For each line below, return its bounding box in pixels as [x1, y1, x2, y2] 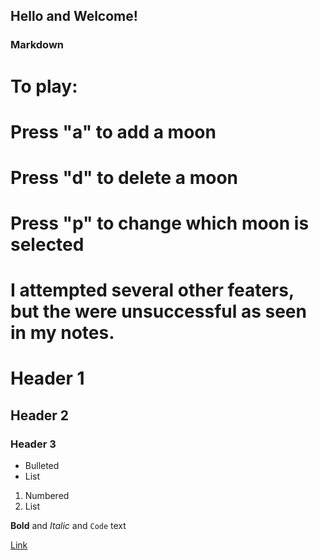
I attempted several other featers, [10, 279, 295, 302]
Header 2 [10, 407, 70, 424]
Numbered [24, 490, 70, 502]
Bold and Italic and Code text [10, 520, 127, 532]
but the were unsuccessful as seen [10, 300, 307, 323]
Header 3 [10, 437, 57, 451]
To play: [10, 75, 78, 98]
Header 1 [10, 367, 85, 390]
